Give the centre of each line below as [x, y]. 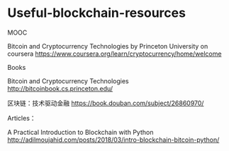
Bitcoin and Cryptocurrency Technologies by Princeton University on [108, 46]
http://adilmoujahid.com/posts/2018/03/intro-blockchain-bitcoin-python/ [113, 140]
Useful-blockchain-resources [97, 13]
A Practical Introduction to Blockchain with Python [80, 132]
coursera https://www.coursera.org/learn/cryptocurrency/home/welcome [114, 54]
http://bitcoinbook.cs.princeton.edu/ [60, 88]
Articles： [22, 118]
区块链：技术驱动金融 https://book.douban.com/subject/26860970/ [106, 103]
